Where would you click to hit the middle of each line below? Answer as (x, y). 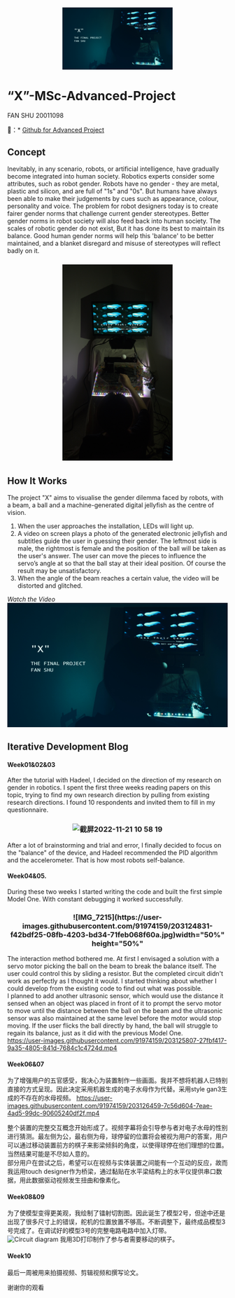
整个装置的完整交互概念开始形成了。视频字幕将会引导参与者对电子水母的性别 (117, 1128)
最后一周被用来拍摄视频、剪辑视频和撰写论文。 (74, 1272)
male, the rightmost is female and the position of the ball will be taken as (121, 548)
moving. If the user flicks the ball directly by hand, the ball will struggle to (113, 1026)
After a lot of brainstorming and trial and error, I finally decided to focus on (114, 845)
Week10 (19, 1256)
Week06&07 (26, 1064)
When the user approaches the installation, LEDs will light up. (106, 526)
